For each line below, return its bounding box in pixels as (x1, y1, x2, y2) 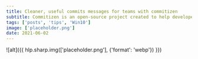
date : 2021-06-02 (6, 30, 49, 36)
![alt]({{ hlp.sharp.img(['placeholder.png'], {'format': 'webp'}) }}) (6, 46, 162, 53)
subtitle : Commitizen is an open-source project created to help (6, 14, 170, 20)
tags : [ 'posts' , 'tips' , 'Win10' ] (6, 19, 91, 25)
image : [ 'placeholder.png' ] (6, 25, 75, 31)
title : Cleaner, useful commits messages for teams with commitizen (6, 8, 178, 15)
